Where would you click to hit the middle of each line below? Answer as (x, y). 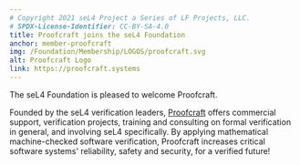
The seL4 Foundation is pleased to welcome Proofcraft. (114, 94)
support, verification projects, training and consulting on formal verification (150, 122)
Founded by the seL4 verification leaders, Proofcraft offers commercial (143, 112)
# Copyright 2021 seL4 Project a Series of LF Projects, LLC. (130, 18)
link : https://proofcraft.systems (75, 69)
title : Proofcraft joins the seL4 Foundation (97, 35)
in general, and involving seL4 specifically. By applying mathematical (139, 131)
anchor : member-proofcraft (61, 43)
